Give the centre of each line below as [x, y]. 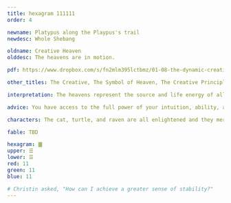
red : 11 [18, 164]
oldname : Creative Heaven [44, 51]
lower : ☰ [20, 158]
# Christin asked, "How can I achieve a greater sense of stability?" [110, 189]
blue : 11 [20, 176]
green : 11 [21, 170]
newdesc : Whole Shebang [41, 39]
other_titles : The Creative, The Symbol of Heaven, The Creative [102, 83]
